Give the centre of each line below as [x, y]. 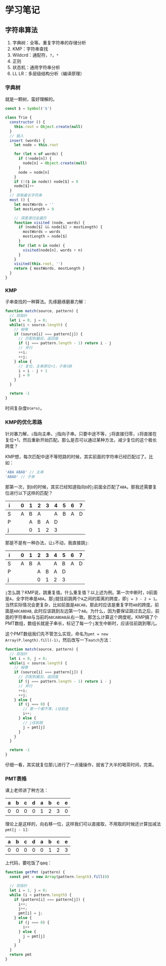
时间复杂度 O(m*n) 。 [25, 408]
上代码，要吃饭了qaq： [29, 863]
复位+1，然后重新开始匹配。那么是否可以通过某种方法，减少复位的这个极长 [81, 440]
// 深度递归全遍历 [30, 218]
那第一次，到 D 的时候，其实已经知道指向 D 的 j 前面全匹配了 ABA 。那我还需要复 [81, 486]
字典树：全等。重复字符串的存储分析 [49, 43]
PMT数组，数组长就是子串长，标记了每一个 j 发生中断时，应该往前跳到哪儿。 [82, 623]
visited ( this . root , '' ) [39, 264]
